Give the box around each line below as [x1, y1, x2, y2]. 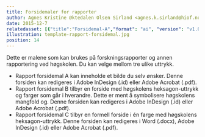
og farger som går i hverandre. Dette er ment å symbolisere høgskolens [15, 92, 195, 99]
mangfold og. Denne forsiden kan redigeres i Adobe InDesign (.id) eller [15, 98, 193, 105]
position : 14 [6, 37, 40, 43]
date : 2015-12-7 [6, 20, 48, 26]
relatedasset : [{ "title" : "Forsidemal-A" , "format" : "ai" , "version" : [6, 26, 184, 32]
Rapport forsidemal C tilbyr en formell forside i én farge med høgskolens [15, 111, 197, 118]
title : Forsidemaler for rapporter [6, 9, 97, 15]
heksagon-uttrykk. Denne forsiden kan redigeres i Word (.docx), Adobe [15, 118, 195, 125]
